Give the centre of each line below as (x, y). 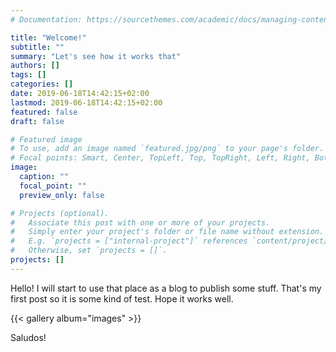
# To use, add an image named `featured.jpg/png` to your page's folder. (167, 149)
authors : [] (35, 66)
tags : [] (28, 75)
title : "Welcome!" (48, 37)
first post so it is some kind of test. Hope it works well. (122, 298)
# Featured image (46, 139)
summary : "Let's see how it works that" (96, 56)
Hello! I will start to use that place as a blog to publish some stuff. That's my (166, 288)
